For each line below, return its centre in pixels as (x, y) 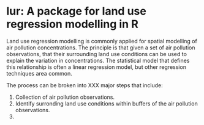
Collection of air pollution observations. (65, 97)
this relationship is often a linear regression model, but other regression (96, 67)
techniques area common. (39, 73)
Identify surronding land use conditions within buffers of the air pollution (106, 103)
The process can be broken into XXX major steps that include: (85, 85)
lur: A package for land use (77, 11)
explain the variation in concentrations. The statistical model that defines (98, 60)
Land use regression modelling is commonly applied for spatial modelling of (102, 41)
